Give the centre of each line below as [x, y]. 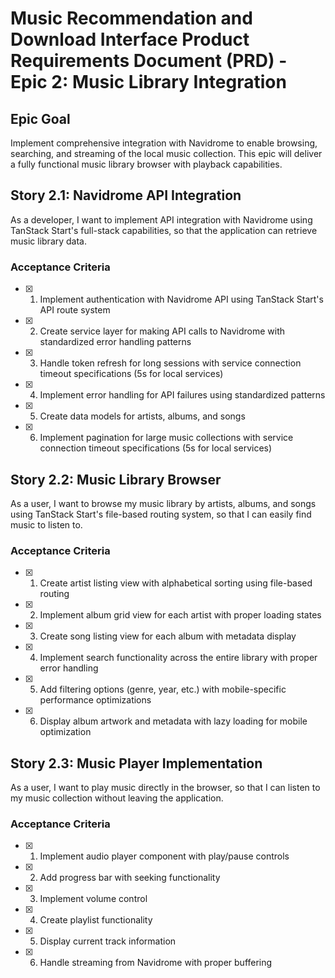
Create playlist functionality [96, 920]
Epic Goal [40, 118]
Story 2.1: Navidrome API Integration [126, 195]
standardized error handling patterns [115, 342]
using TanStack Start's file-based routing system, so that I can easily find [161, 514]
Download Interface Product [130, 39]
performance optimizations [95, 700]
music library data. [49, 241]
